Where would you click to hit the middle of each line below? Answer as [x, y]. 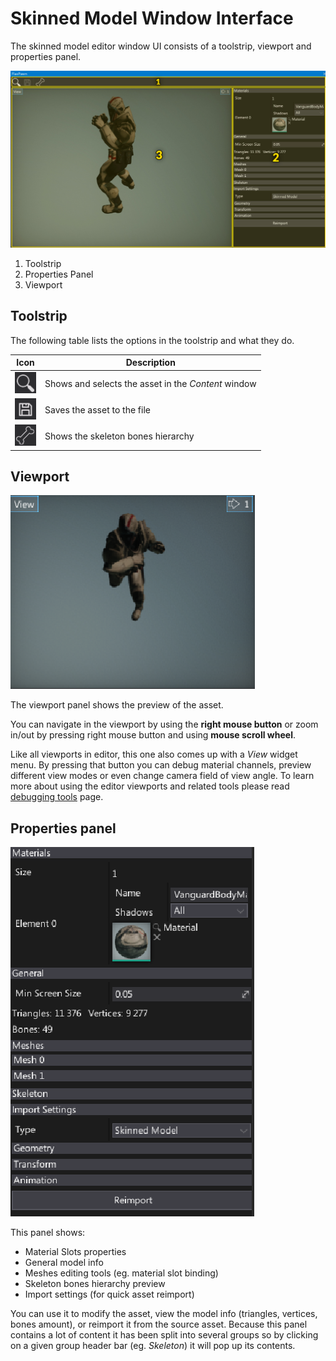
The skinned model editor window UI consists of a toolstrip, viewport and [161, 46]
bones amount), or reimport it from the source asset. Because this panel [159, 1324]
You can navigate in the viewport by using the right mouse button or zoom [164, 724]
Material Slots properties [75, 1252]
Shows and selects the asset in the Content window [150, 383]
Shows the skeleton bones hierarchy [119, 436]
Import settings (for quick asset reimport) [109, 1294]
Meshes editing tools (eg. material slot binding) [121, 1273]
